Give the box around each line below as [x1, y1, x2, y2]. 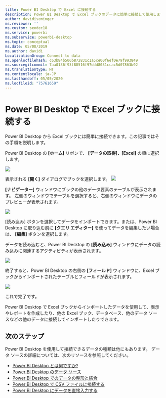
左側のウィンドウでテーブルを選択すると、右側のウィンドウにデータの [14, 192, 157, 198]
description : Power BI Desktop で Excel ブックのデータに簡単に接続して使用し [5, 12, 157, 17]
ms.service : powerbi [5, 30, 48, 35]
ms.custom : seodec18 [5, 26, 48, 31]
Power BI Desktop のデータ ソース [12, 369, 82, 375]
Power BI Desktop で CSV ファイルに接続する [12, 381, 105, 387]
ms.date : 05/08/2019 [5, 44, 48, 49]
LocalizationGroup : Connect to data [5, 53, 81, 58]
